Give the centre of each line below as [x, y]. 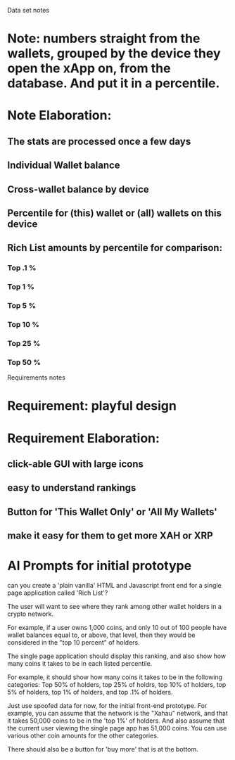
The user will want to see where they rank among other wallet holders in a [114, 607]
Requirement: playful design [92, 406]
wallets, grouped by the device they [114, 54]
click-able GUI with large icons [76, 464]
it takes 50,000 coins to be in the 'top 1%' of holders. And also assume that [116, 721]
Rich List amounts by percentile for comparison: [115, 248]
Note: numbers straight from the [104, 39]
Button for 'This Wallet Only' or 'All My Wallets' [113, 511]
